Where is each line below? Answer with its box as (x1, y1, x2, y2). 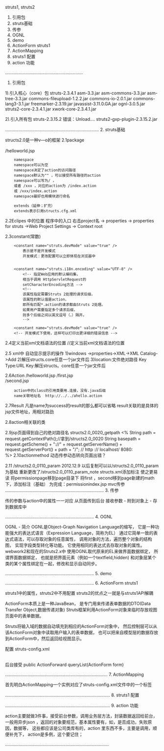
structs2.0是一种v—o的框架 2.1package (5, 137, 85, 143)
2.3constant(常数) (5, 233, 41, 239)
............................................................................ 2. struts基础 (5, 127, 126, 132)
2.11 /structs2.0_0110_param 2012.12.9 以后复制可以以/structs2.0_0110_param (5, 463, 159, 469)
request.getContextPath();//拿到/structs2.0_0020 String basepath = (5, 436, 141, 442)
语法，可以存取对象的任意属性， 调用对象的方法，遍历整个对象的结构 (13, 536, 152, 542)
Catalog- (140, 351, 158, 356)
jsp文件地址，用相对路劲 (5, 409, 54, 415)
